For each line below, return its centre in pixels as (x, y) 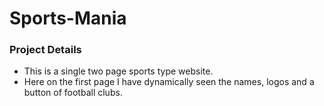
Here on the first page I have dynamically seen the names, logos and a (169, 82)
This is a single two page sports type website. (118, 71)
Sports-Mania (68, 18)
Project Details (45, 50)
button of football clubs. (73, 93)
